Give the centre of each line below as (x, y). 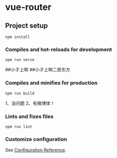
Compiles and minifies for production (51, 83)
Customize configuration (36, 139)
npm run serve (20, 60)
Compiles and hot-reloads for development (59, 49)
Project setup (27, 26)
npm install (17, 37)
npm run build (20, 93)
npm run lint (19, 127)
